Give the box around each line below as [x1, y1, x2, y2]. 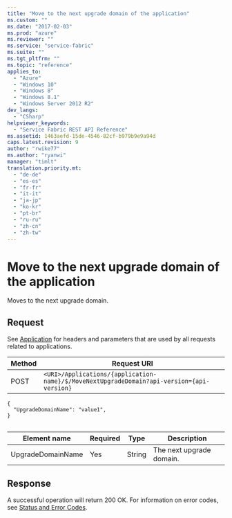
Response [7, 477, 52, 489]
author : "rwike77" [7, 145, 60, 152]
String [126, 449, 147, 459]
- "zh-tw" [13, 229, 41, 236]
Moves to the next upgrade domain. [7, 296, 109, 305]
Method [10, 359, 37, 368]
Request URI [111, 359, 153, 368]
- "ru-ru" [13, 216, 41, 223]
